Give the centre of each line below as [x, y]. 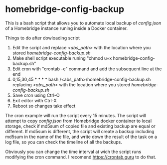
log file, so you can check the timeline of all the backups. [64, 142]
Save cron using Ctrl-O [36, 95]
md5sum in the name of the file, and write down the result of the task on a [81, 137]
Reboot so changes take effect [44, 106]
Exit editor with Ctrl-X [34, 100]
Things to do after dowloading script [42, 38]
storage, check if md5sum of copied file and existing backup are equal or [80, 126]
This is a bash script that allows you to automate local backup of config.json [83, 23]
